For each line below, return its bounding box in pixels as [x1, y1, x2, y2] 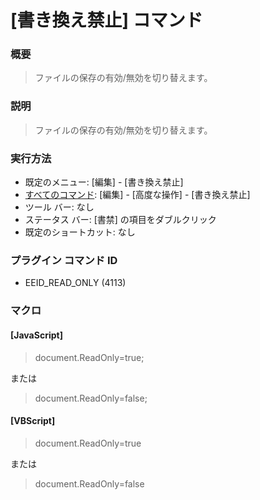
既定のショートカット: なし [24, 226, 136, 238]
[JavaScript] [10, 329, 63, 341]
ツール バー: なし [24, 201, 95, 213]
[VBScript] [10, 415, 56, 427]
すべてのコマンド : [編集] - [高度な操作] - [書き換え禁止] [24, 189, 251, 201]
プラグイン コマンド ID [10, 254, 118, 267]
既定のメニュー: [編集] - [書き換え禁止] [24, 176, 184, 188]
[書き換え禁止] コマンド [10, 9, 203, 32]
